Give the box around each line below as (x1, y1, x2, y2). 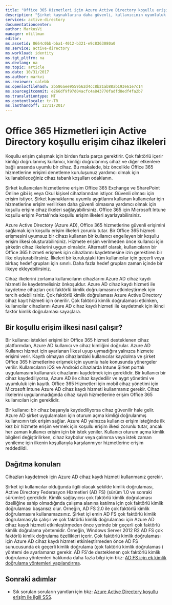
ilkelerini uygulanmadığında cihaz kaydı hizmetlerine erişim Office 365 (5, 391, 153, 398)
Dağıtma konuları (5, 460, 61, 469)
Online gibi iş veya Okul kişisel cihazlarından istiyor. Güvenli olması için (5, 191, 155, 197)
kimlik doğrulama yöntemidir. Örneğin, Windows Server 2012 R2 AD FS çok (5, 527, 163, 533)
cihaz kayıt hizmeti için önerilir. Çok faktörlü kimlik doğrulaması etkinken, (5, 297, 159, 304)
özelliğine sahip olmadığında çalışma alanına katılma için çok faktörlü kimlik (5, 500, 164, 506)
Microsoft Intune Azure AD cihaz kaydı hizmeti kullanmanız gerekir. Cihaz (5, 386, 160, 392)
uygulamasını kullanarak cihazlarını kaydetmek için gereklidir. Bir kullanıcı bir (5, 369, 166, 375)
